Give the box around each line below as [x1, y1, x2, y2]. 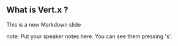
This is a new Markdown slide [6, 21, 81, 28]
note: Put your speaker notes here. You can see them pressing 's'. [6, 33, 172, 40]
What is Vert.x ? [6, 5, 69, 15]
